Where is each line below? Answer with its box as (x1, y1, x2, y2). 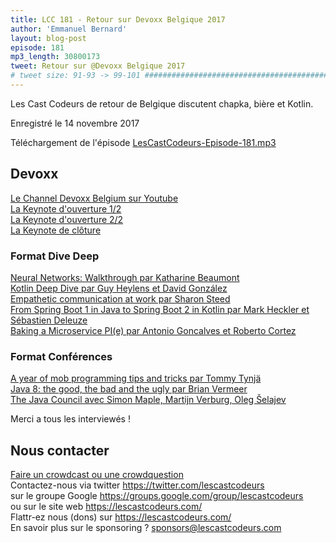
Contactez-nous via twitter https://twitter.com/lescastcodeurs (10, 479, 265, 491)
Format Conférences (10, 349, 113, 363)
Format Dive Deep (10, 249, 100, 263)
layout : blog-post (10, 33, 87, 43)
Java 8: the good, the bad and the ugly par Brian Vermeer (10, 383, 248, 395)
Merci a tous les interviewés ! (10, 413, 131, 425)
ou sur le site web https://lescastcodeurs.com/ (10, 501, 203, 513)
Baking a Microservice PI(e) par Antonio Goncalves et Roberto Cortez (10, 324, 297, 336)
